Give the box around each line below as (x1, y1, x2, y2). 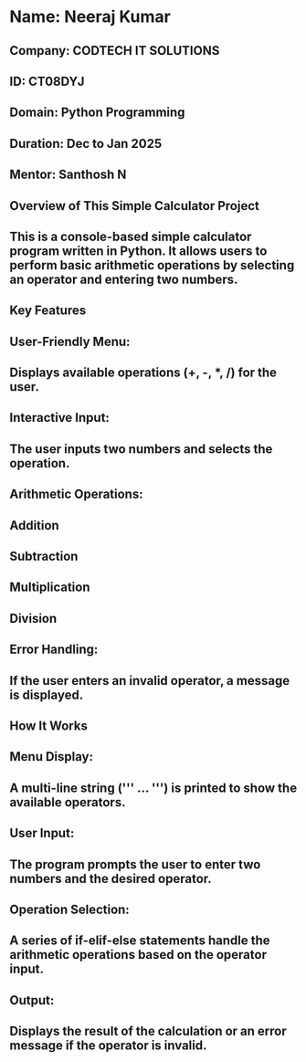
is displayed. (9, 687, 84, 702)
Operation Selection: (9, 901, 130, 917)
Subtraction (9, 549, 79, 564)
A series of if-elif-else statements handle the (9, 933, 271, 949)
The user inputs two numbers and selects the (9, 441, 273, 457)
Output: (9, 993, 55, 1008)
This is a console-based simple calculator (9, 228, 252, 244)
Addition (9, 518, 59, 533)
